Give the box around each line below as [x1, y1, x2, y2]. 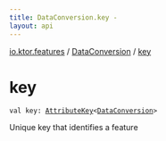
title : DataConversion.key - [9, 12, 118, 22]
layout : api [9, 21, 54, 30]
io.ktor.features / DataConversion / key [9, 46, 152, 56]
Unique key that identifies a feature [9, 122, 138, 133]
